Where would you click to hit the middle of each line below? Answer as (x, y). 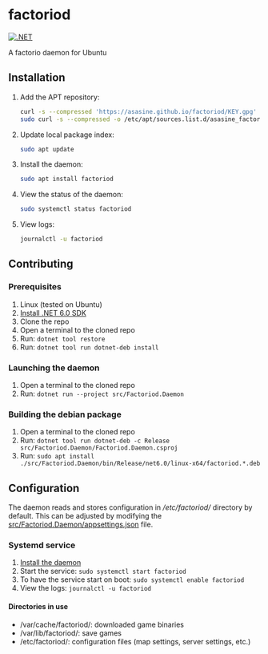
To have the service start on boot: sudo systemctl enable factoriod (132, 579)
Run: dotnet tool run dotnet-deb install (89, 347)
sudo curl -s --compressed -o (70, 119)
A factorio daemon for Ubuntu (58, 52)
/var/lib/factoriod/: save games (71, 633)
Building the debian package (65, 414)
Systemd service (42, 545)
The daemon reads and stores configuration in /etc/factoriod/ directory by (130, 507)
